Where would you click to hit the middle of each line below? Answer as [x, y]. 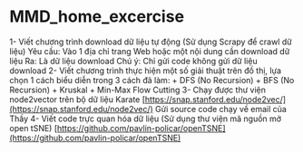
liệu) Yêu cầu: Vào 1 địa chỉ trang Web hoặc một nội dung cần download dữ [150, 51]
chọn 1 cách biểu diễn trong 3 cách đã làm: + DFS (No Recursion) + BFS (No [152, 80]
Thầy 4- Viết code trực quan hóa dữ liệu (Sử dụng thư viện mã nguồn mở [146, 119]
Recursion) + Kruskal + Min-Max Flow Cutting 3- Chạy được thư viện [137, 90]
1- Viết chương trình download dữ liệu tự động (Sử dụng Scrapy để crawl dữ [151, 42]
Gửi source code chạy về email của [221, 109]
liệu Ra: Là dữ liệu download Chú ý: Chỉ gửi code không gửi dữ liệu [133, 61]
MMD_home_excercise [97, 17]
